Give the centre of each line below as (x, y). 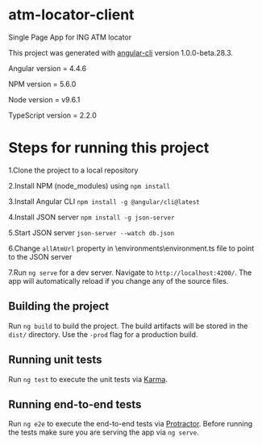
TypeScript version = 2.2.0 (52, 115)
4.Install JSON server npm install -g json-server (91, 217)
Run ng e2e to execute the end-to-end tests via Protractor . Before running (131, 424)
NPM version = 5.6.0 (42, 84)
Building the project (59, 307)
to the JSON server (40, 256)
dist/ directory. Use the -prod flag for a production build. (103, 334)
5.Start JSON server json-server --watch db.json (91, 232)
